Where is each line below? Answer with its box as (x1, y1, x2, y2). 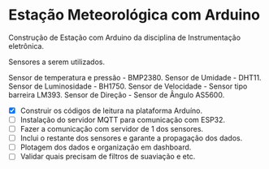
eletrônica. (8, 41, 45, 50)
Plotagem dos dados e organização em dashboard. (20, 142, 192, 152)
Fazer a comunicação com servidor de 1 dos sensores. (20, 124, 204, 134)
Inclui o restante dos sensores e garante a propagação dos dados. (20, 133, 243, 143)
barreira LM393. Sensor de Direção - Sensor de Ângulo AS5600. (8, 89, 225, 99)
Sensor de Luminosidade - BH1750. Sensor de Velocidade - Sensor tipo (8, 81, 248, 91)
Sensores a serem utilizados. (8, 57, 106, 67)
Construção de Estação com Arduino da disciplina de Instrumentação (8, 32, 241, 42)
